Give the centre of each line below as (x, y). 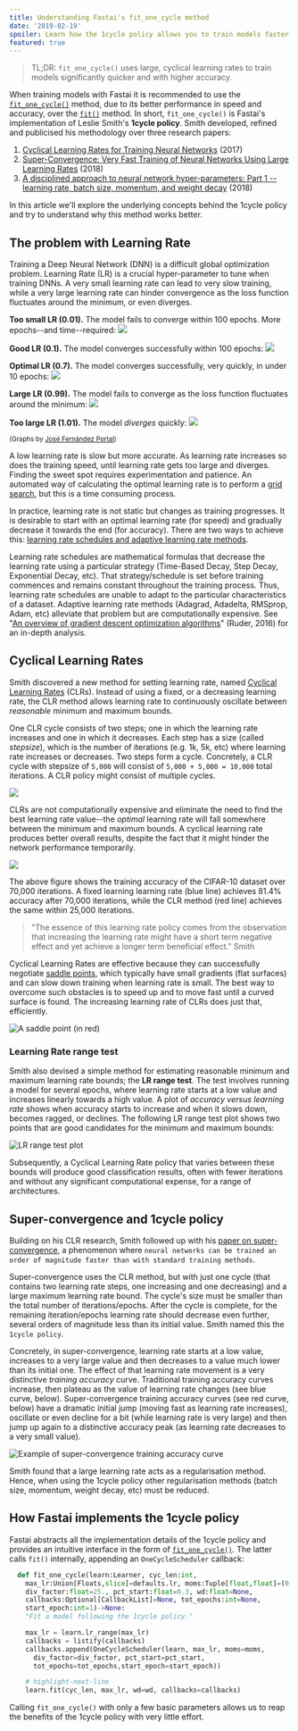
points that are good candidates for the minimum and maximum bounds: (142, 1128)
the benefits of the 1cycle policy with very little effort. (107, 1717)
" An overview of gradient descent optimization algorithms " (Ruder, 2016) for (149, 623)
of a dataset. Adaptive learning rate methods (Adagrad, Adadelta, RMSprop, (149, 605)
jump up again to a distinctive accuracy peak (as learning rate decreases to (148, 1426)
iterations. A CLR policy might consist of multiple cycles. (112, 775)
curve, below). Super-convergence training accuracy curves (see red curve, (149, 1398)
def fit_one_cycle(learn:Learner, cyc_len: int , (108, 1575)
